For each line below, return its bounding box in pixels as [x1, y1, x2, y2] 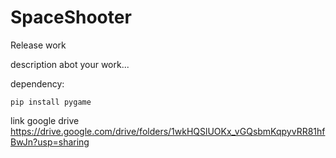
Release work [10, 39, 67, 51]
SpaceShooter [10, 6, 132, 29]
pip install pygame [10, 97, 92, 107]
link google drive [10, 114, 80, 126]
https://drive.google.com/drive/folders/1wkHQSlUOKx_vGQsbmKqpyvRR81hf [10, 125, 326, 137]
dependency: [10, 77, 65, 90]
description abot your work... [10, 58, 130, 70]
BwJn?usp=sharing [10, 136, 90, 148]
